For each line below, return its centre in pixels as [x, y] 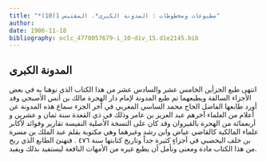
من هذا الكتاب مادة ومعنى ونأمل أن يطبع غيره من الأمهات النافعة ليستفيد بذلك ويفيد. [133, 149]
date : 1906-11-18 [38, 30]
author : [22, 23]
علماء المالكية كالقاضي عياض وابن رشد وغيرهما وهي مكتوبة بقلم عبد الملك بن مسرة [134, 132]
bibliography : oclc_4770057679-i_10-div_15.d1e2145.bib [104, 38]
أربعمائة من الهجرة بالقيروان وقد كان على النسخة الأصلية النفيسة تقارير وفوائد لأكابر [133, 124]
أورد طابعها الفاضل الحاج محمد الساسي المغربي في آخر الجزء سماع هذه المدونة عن [133, 106]
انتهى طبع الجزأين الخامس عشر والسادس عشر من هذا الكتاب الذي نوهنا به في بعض [133, 89]
